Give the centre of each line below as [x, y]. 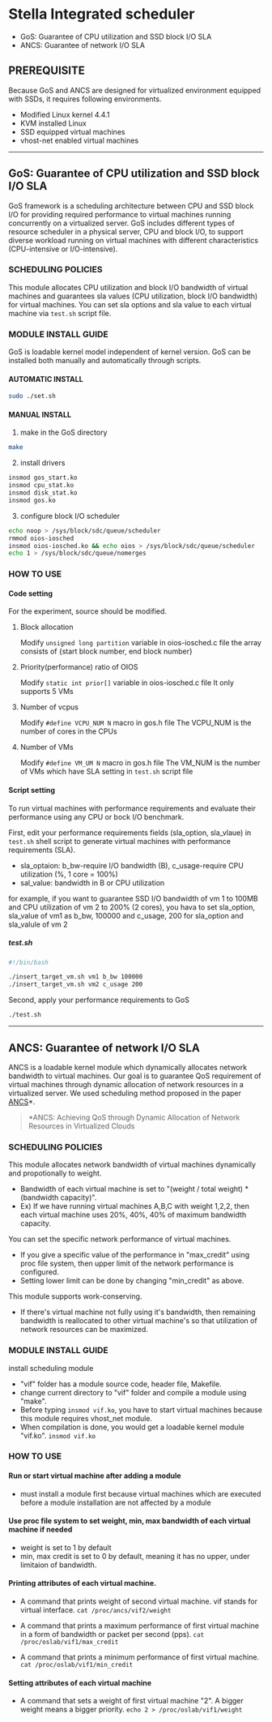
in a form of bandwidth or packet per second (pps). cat [112, 1634]
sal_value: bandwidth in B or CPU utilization [92, 882]
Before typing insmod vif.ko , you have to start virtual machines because [141, 1409]
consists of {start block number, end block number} [106, 651]
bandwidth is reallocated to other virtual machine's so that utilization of [138, 1321]
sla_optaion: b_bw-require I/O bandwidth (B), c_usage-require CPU [132, 865]
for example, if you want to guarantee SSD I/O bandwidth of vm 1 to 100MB [133, 898]
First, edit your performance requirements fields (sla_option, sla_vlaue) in [130, 833]
